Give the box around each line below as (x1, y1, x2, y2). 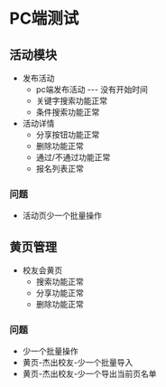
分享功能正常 (35, 288, 84, 298)
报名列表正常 (35, 164, 84, 174)
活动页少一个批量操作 (22, 210, 102, 222)
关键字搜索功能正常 (35, 96, 108, 106)
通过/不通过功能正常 (35, 152, 111, 163)
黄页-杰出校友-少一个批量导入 (22, 357, 134, 368)
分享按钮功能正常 (35, 129, 100, 140)
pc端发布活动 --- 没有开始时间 (35, 84, 149, 95)
